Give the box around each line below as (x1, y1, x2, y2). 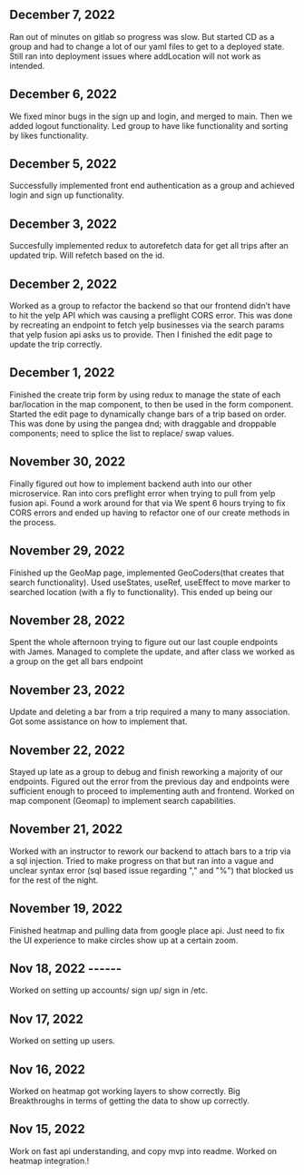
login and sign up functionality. (9, 190, 125, 201)
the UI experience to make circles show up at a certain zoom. (9, 935, 239, 945)
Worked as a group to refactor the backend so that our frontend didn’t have (9, 300, 291, 311)
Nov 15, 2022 (9, 1121, 85, 1137)
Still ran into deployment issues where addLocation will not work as (9, 50, 261, 62)
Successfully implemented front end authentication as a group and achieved (9, 181, 295, 191)
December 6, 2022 (9, 86, 118, 103)
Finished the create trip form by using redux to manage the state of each (9, 389, 281, 400)
